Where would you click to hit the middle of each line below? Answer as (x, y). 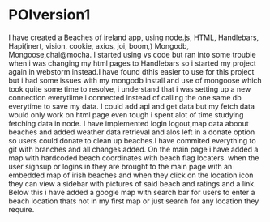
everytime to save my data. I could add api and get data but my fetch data (132, 106)
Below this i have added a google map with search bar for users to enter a (132, 192)
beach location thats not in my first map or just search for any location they (134, 201)
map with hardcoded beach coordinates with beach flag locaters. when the (134, 158)
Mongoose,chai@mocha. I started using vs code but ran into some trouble (133, 54)
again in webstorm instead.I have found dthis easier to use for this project (131, 71)
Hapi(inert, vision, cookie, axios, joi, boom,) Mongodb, (99, 45)
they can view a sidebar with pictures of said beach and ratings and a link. (133, 183)
